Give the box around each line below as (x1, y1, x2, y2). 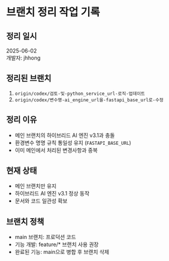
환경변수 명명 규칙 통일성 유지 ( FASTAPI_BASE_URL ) (14, 139, 132, 146)
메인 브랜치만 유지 (14, 182, 57, 189)
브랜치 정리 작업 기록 (6, 5, 100, 19)
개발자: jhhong (6, 54, 40, 61)
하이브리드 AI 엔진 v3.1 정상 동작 (14, 190, 90, 197)
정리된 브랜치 (6, 73, 52, 83)
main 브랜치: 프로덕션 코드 (14, 234, 76, 241)
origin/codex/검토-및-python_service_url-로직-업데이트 (14, 91, 145, 97)
